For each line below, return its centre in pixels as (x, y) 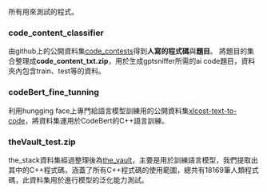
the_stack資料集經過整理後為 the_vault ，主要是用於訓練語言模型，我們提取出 (133, 160)
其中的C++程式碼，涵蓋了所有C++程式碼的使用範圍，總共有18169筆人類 (127, 170)
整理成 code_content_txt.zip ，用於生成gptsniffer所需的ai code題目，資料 (135, 61)
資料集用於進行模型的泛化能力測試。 (89, 180)
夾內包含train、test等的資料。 (57, 71)
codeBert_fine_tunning (54, 92)
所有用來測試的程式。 (43, 12)
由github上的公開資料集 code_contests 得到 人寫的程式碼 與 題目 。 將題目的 (128, 51)
